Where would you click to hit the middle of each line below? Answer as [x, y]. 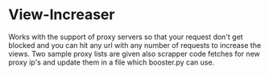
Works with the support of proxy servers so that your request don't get [126, 37]
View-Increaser [62, 15]
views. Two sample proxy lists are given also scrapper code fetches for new [134, 53]
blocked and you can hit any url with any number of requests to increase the [135, 45]
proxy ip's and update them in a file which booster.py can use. [112, 62]
